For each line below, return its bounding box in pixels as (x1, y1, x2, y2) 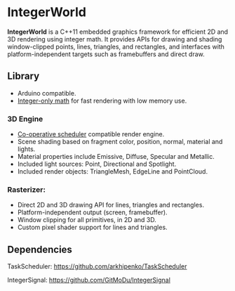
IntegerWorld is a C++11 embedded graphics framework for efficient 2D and (7, 27, 229, 36)
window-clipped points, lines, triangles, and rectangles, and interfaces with (7, 42, 224, 51)
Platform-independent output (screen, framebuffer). (17, 208, 168, 216)
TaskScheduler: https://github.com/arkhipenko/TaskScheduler (7, 262, 187, 271)
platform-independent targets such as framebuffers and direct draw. (7, 50, 205, 58)
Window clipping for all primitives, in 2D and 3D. (17, 216, 156, 224)
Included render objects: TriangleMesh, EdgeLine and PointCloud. (17, 167, 208, 176)
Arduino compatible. (17, 89, 76, 97)
